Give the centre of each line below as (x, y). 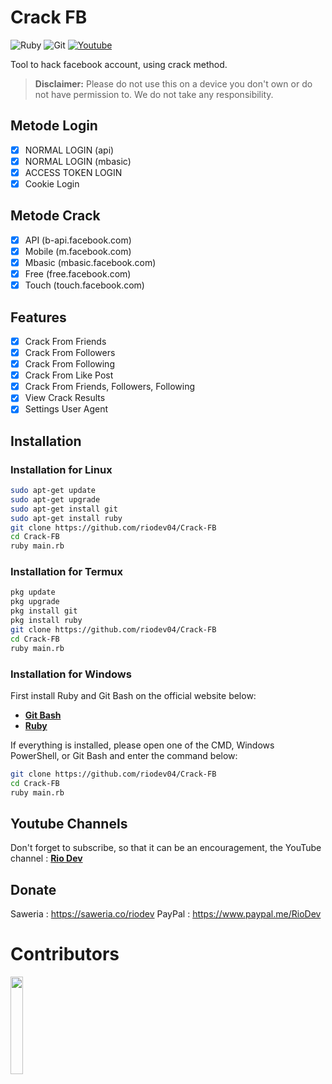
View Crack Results (65, 398)
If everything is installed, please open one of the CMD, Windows (142, 745)
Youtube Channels (69, 823)
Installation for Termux (66, 572)
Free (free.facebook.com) (78, 274)
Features (38, 317)
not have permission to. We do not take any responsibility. (154, 94)
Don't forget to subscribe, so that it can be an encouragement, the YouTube (166, 848)
